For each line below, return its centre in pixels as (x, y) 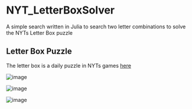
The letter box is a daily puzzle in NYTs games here (69, 65)
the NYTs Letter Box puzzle (39, 32)
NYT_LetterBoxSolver (61, 10)
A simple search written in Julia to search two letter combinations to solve (96, 27)
